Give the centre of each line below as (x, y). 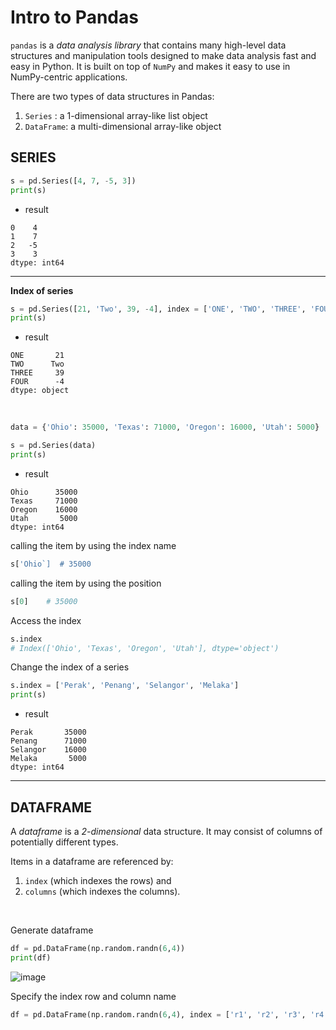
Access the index (46, 620)
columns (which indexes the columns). (102, 891)
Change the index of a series (70, 667)
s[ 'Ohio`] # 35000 (51, 564)
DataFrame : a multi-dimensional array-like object (123, 126)
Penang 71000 (48, 741)
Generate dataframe (52, 930)
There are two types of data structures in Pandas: (112, 96)
